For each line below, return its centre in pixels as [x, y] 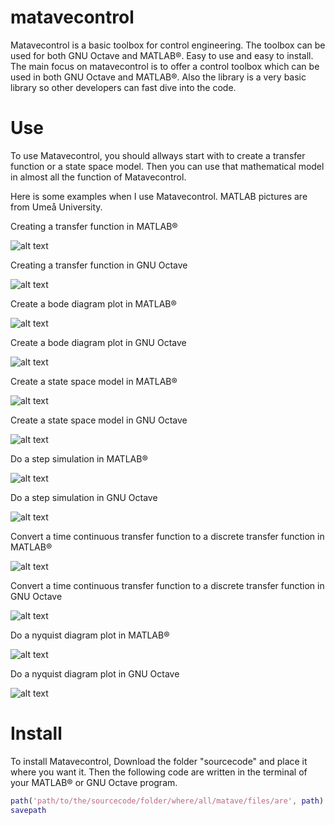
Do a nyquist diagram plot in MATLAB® [90, 635]
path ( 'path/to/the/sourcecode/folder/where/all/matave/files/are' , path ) [167, 801]
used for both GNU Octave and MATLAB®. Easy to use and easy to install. [162, 55]
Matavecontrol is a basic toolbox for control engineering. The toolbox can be [168, 45]
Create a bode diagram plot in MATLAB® [93, 303]
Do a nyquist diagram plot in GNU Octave [95, 673]
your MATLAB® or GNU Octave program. [94, 782]
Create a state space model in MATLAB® [94, 381]
